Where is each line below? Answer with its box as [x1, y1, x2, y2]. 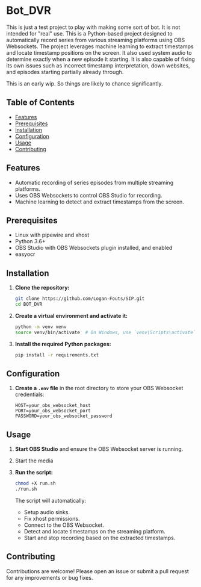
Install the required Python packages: [14, 340, 111, 347]
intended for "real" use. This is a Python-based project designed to [6, 30, 173, 37]
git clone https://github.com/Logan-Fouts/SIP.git [14, 296, 145, 302]
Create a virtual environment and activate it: [14, 312, 128, 319]
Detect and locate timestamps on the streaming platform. [23, 527, 165, 535]
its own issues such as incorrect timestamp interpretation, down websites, [6, 61, 191, 69]
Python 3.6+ [14, 238, 46, 245]
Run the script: [14, 469, 53, 476]
